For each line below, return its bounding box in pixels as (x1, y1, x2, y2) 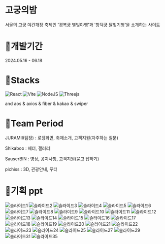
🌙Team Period (5, 118, 64, 129)
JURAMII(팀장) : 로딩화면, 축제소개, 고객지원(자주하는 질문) (5, 135, 119, 140)
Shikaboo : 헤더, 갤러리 (5, 145, 50, 151)
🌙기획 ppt (5, 185, 43, 196)
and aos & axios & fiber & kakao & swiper (5, 101, 88, 106)
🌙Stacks (5, 75, 40, 86)
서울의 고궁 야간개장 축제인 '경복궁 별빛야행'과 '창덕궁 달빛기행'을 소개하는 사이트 (5, 22, 161, 28)
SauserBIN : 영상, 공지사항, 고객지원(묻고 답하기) (5, 156, 99, 162)
